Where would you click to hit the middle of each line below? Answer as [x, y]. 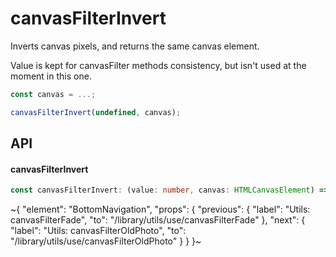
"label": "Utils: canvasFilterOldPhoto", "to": [98, 231]
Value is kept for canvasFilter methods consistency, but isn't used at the [158, 65]
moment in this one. [51, 76]
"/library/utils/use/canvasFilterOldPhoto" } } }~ [106, 241]
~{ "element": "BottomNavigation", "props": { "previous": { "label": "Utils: [160, 209]
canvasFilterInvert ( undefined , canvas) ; [96, 112]
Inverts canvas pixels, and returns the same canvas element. [135, 46]
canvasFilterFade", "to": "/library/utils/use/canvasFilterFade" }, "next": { [158, 220]
